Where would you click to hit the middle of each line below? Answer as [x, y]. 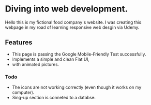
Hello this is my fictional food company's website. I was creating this [73, 22]
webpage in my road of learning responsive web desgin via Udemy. [72, 27]
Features [19, 43]
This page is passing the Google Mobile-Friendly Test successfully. [79, 54]
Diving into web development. [67, 9]
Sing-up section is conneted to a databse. [54, 98]
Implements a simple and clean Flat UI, [51, 59]
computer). [23, 92]
